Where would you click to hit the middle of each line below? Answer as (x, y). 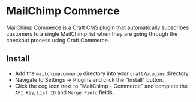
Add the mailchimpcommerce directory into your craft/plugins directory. (102, 73)
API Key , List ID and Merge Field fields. (64, 92)
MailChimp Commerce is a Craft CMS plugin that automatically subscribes (98, 27)
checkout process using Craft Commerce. (58, 40)
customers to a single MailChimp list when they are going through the (92, 33)
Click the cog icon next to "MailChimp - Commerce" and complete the (101, 86)
